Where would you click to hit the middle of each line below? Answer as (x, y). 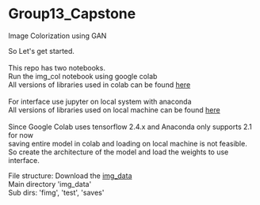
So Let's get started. (42, 51)
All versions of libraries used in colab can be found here (99, 85)
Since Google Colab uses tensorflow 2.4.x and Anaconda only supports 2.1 (130, 127)
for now (21, 135)
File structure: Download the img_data (70, 176)
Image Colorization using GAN (57, 36)
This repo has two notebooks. (57, 67)
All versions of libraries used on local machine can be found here (114, 110)
